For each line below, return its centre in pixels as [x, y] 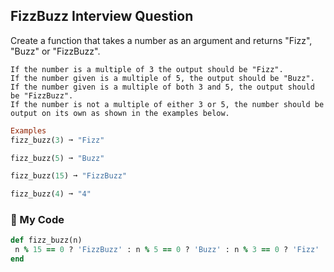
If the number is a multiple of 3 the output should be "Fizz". [147, 69]
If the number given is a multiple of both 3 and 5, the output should [162, 87]
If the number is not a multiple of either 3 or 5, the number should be [167, 104]
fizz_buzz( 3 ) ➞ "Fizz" [57, 140]
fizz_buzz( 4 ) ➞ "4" [51, 194]
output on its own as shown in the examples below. [120, 113]
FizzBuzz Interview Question [102, 16]
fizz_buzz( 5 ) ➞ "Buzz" [57, 158]
